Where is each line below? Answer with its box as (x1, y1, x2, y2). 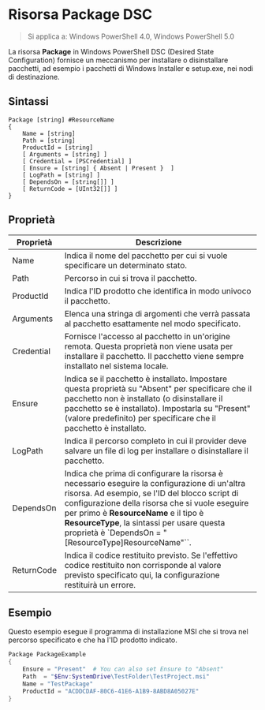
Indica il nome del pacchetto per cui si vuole (64, 250, 228, 261)
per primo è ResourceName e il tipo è (64, 507, 204, 518)
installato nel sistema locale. (64, 361, 169, 372)
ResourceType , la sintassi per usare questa (64, 517, 226, 528)
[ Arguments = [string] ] (22, 150, 108, 159)
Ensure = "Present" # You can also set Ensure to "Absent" (22, 665, 224, 674)
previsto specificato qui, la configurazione (64, 570, 220, 581)
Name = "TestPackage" (22, 680, 93, 688)
